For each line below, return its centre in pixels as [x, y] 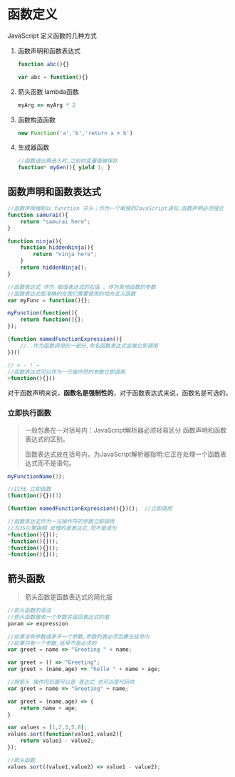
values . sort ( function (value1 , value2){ [65, 734]
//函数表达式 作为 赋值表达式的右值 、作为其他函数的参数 [82, 287]
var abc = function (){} [53, 77]
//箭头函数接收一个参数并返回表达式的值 [58, 617]
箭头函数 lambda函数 [48, 91]
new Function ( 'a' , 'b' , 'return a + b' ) [75, 133]
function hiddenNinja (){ [57, 248]
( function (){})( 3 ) [35, 496]
